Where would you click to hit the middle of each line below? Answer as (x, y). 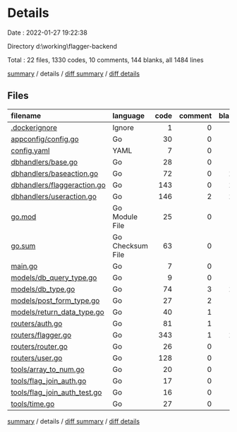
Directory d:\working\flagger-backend (62, 46)
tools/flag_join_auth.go (49, 380)
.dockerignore (34, 127)
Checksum (130, 246)
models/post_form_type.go (55, 300)
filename (26, 116)
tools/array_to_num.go (48, 369)
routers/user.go (37, 358)
